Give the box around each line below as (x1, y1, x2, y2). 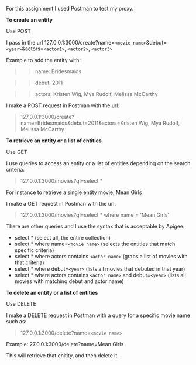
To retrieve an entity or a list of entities (6, 137, 102, 144)
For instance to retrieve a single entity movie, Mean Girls (6, 189, 142, 196)
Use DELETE (6, 301, 37, 307)
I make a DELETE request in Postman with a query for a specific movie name (6, 312, 190, 319)
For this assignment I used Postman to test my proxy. (6, 5, 134, 12)
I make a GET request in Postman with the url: (6, 200, 116, 207)
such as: (6, 318, 27, 325)
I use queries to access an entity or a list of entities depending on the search (6, 160, 191, 166)
